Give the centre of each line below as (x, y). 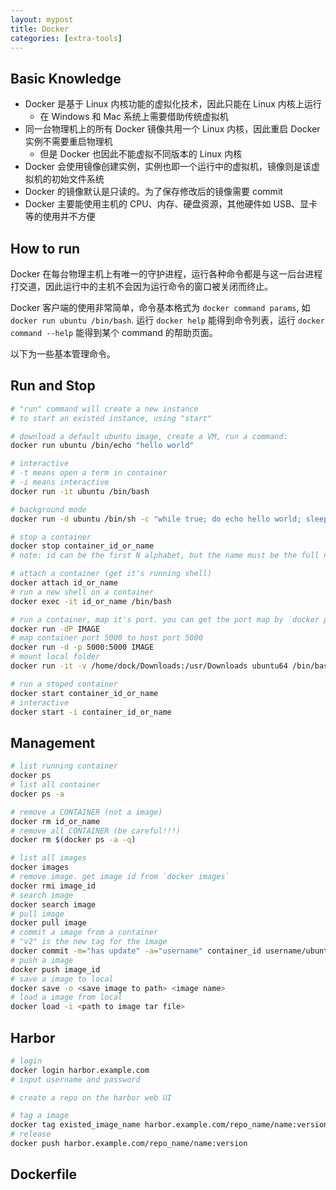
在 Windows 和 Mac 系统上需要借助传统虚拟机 (134, 117)
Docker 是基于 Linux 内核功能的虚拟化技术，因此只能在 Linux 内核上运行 (173, 104)
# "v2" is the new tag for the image (89, 942)
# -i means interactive (60, 482)
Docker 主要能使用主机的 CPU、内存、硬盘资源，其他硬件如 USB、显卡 (171, 204)
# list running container (64, 766)
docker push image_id (55, 969)
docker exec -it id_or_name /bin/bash (91, 601)
